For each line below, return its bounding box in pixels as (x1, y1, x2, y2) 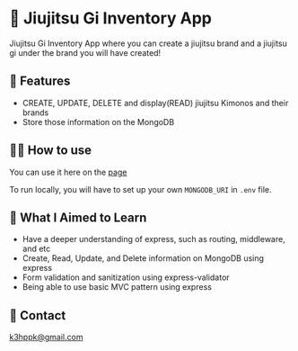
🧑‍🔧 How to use (9, 143, 92, 158)
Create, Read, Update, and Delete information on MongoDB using (22, 253, 265, 264)
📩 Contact (9, 308, 66, 323)
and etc (22, 243, 51, 255)
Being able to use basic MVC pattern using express (22, 282, 213, 292)
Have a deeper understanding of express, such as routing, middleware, (22, 234, 285, 245)
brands (22, 107, 49, 118)
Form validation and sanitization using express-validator (22, 272, 231, 283)
